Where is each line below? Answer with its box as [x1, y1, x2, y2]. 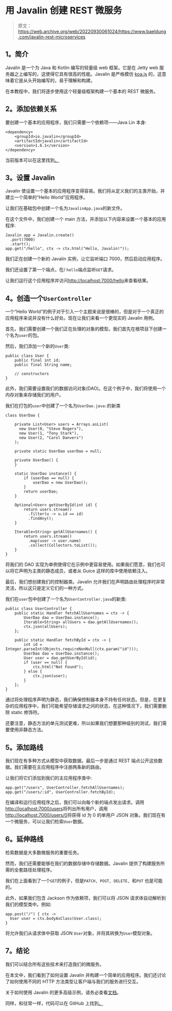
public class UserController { [5, 606, 72, 612]
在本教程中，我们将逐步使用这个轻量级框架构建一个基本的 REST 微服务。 [5, 88, 159, 94]
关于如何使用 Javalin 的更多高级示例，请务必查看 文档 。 [5, 989, 122, 995]
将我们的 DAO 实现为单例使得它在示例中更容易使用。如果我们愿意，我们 [5, 561, 157, 567]
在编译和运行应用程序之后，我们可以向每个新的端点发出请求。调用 [5, 799, 144, 805]
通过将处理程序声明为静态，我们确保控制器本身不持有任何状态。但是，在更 [5, 697, 162, 703]
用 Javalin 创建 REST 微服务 [5, 5, 122, 16]
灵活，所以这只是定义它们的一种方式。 [5, 585, 86, 592]
